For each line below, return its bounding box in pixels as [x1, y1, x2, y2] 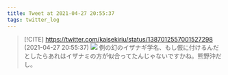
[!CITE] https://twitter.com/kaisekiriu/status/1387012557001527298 [23, 35, 214, 43]
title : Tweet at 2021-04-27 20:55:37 [7, 10, 115, 17]
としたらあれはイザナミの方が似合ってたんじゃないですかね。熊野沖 [23, 52, 216, 60]
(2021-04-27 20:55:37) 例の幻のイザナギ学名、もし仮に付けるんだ [23, 43, 219, 51]
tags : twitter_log [7, 16, 60, 23]
